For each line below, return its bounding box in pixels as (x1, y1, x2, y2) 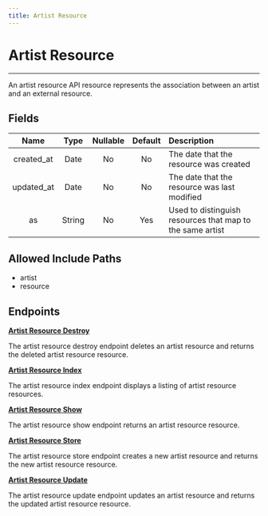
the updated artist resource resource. (8, 499, 132, 508)
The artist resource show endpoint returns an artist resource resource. (8, 420, 240, 430)
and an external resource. (8, 89, 93, 98)
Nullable (92, 135, 125, 146)
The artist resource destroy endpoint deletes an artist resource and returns (8, 341, 254, 351)
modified (168, 192, 202, 203)
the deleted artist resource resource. (8, 350, 129, 359)
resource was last (168, 181, 235, 193)
